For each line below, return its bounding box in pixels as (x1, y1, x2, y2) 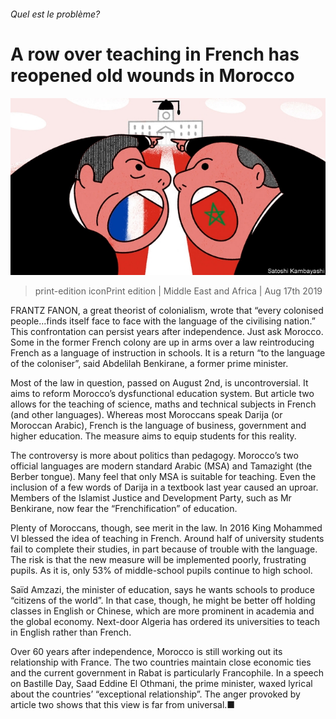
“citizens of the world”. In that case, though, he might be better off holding (10, 595, 316, 607)
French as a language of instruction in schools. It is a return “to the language (10, 347, 326, 359)
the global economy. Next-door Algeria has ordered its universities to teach (10, 616, 321, 628)
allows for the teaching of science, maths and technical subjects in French (10, 398, 317, 410)
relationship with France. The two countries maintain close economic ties (10, 656, 312, 669)
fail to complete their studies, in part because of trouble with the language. (10, 543, 318, 555)
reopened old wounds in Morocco (10, 64, 295, 87)
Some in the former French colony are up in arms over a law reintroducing (10, 336, 315, 349)
